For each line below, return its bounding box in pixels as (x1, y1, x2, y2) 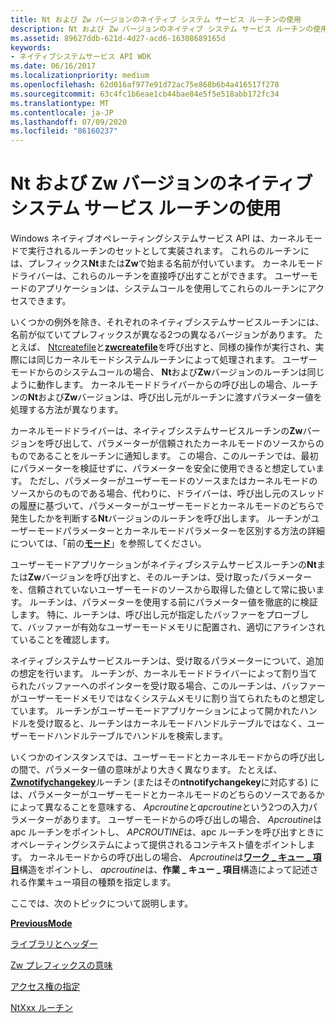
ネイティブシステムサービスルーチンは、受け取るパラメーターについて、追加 (10, 655, 324, 667)
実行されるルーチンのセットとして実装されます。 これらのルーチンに (27, 245, 310, 257)
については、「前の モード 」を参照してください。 (10, 537, 207, 550)
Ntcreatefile (47, 341, 97, 353)
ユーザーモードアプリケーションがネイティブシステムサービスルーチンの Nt (10, 559, 317, 571)
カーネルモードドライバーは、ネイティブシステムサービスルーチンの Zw (10, 425, 303, 437)
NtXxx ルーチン (10, 1002, 74, 1014)
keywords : (10, 42, 52, 53)
